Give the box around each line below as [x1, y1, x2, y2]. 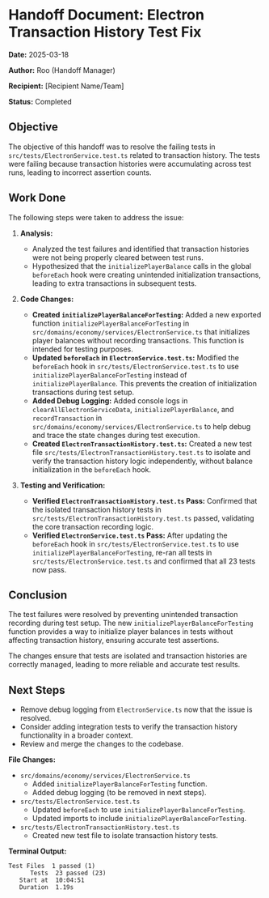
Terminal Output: [8, 846, 67, 856]
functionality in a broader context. [19, 730, 133, 740]
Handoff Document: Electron [8, 6, 204, 24]
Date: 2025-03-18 [8, 49, 69, 59]
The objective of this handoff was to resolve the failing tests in [8, 142, 216, 151]
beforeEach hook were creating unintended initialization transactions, [32, 270, 261, 279]
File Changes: [8, 755, 57, 764]
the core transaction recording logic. [32, 521, 154, 531]
